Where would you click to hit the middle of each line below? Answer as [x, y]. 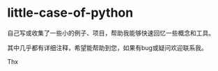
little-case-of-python [70, 13]
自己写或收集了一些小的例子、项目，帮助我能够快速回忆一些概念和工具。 [111, 33]
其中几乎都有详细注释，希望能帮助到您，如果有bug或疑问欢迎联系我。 [107, 47]
